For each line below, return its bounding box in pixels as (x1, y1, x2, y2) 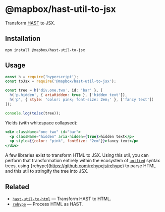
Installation (5, 34, 41, 43)
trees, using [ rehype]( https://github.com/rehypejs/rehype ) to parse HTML (5, 163, 156, 169)
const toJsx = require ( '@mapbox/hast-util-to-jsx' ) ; (5, 79, 116, 84)
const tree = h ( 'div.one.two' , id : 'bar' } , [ (5, 88, 103, 93)
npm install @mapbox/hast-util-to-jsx (5, 47, 85, 53)
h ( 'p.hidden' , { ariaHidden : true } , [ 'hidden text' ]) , (9, 93, 127, 98)
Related (5, 183, 30, 191)
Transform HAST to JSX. (5, 20, 55, 26)
